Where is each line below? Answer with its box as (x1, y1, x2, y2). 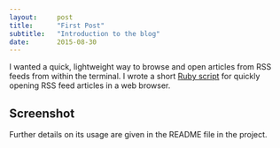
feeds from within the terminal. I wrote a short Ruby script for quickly (9, 71, 261, 82)
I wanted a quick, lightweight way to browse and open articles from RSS (9, 62, 272, 72)
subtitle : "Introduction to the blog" (9, 29, 161, 38)
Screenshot (9, 106, 75, 121)
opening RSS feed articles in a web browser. (9, 80, 171, 91)
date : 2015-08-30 (9, 37, 97, 47)
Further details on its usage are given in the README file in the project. (9, 129, 268, 140)
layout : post (9, 12, 74, 22)
